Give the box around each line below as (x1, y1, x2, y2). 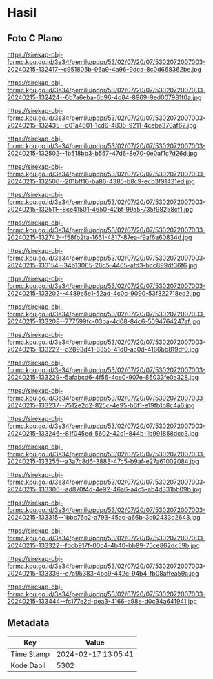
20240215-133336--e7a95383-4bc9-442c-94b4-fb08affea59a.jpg (7, 569, 199, 577)
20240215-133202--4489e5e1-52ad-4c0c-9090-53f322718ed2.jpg (7, 290, 201, 297)
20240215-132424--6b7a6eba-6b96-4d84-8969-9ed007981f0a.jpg (7, 93, 202, 101)
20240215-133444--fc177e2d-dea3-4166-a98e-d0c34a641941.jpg (7, 598, 198, 605)
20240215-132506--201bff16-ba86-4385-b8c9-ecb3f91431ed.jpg (7, 177, 195, 185)
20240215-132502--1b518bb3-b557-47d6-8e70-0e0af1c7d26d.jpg (7, 150, 198, 157)
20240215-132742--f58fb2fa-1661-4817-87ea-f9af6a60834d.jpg (7, 233, 192, 241)
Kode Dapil (10, 660, 46, 670)
